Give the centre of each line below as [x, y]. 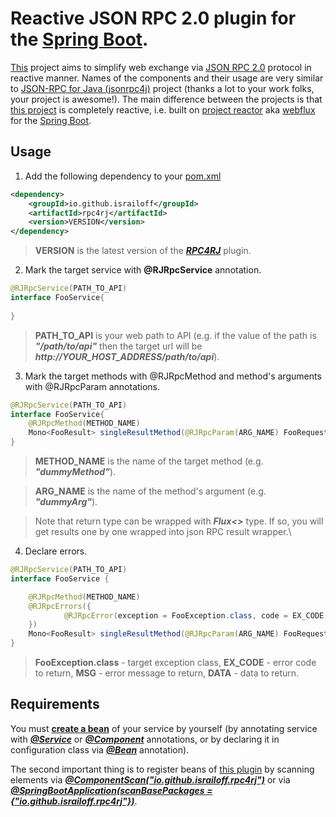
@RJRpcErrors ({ [60, 606]
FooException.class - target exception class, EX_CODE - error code [175, 662]
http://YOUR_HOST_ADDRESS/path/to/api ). [127, 356]
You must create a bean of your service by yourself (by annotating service [164, 728]
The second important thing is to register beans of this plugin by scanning [162, 769]
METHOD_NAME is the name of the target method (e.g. [149, 461]
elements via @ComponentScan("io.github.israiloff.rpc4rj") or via [150, 779]
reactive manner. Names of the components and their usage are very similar [167, 78]
